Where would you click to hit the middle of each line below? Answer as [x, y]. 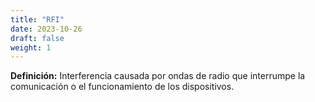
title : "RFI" [37, 19]
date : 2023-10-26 [46, 29]
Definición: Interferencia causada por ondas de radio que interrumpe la [158, 76]
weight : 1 [31, 47]
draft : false [37, 38]
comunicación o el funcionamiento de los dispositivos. [122, 87]
